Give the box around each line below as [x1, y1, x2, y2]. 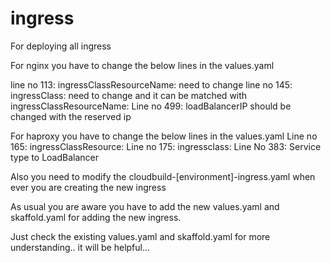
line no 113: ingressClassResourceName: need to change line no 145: [10, 78, 293, 91]
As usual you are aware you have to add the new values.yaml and [10, 200, 280, 212]
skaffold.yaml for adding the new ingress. [10, 211, 182, 223]
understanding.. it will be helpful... [10, 241, 151, 253]
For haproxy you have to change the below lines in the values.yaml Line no [10, 130, 318, 142]
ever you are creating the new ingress [10, 181, 167, 193]
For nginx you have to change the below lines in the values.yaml [10, 59, 275, 71]
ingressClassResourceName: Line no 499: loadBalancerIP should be [10, 100, 292, 112]
